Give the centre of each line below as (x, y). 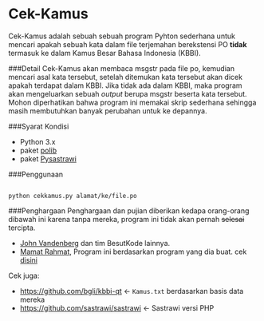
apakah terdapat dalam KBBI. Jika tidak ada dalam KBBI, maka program (125, 85)
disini (29, 260)
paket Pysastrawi (48, 159)
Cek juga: (24, 275)
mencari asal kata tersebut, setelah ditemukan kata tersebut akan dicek (126, 77)
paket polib (38, 150)
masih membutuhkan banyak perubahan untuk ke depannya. (108, 111)
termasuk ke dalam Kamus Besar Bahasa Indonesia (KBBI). (104, 53)
